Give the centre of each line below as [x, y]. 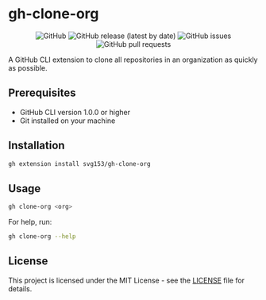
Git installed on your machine [67, 121]
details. [20, 288]
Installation [37, 146]
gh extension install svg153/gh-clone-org [79, 163]
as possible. [28, 67]
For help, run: [30, 222]
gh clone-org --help [42, 237]
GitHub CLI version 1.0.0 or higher [75, 112]
